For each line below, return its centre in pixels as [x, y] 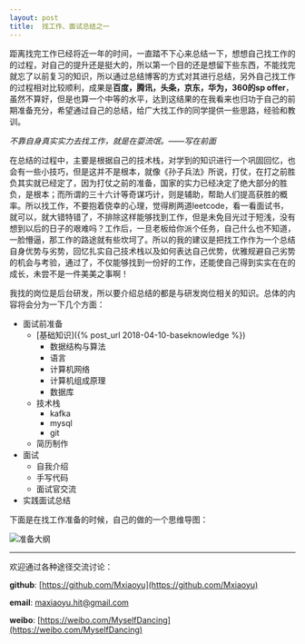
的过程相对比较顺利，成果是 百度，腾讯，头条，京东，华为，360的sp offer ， [152, 87]
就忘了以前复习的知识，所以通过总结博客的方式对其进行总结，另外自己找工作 [152, 76]
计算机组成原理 [78, 380]
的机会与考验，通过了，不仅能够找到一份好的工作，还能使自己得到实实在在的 [152, 262]
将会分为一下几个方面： [61, 304]
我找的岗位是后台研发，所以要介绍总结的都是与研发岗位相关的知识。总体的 [148, 292]
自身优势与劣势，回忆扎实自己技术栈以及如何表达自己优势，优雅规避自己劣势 [152, 251]
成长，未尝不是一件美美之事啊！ [69, 273]
